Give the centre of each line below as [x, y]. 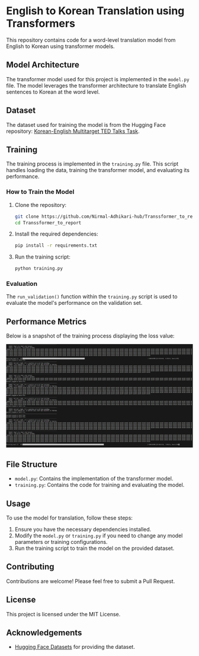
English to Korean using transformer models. [60, 46]
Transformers [41, 23]
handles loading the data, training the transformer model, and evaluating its [98, 170]
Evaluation [22, 284]
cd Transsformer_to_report [48, 223]
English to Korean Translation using [95, 11]
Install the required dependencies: [57, 234]
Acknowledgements [44, 633]
